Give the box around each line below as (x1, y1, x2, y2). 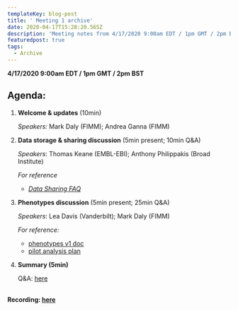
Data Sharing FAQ (28, 184, 81, 193)
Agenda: (7, 90, 46, 102)
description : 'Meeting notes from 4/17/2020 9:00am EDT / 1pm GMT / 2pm (7, 30, 227, 37)
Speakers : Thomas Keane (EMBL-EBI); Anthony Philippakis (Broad (17, 149, 210, 158)
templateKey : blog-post (7, 10, 78, 18)
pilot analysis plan (28, 247, 81, 255)
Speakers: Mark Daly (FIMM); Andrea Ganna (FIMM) (17, 122, 170, 131)
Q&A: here (17, 274, 48, 283)
